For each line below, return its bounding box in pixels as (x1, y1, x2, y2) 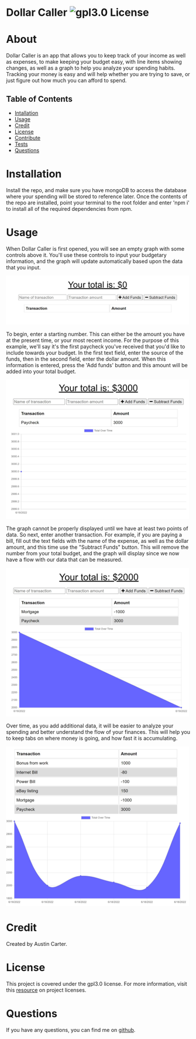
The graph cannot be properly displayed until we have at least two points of (6, 525, 188, 532)
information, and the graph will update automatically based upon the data (6, 258, 183, 265)
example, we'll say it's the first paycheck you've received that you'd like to (6, 343, 185, 350)
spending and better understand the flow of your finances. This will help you (6, 729, 190, 736)
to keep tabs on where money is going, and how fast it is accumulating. (6, 735, 178, 742)
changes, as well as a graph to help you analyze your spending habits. (6, 64, 176, 71)
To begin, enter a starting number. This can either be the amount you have (6, 331, 185, 338)
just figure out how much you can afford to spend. (6, 77, 127, 84)
